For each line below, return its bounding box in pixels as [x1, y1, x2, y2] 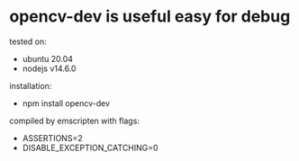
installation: [9, 80, 52, 91]
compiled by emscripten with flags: [9, 115, 140, 126]
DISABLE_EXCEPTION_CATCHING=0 [22, 142, 159, 153]
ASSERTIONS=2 [22, 132, 83, 143]
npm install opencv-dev [22, 97, 111, 109]
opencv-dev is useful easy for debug [9, 6, 291, 27]
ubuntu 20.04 [22, 53, 74, 64]
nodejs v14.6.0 [22, 63, 77, 74]
